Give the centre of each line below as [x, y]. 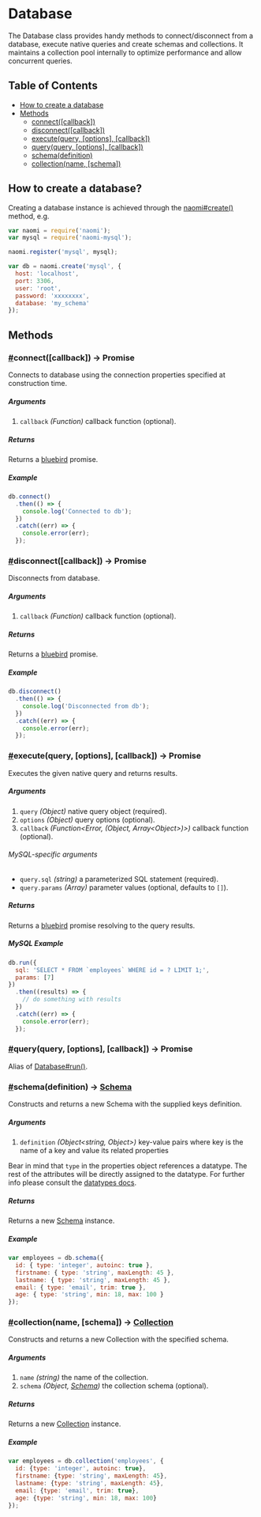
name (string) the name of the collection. [84, 1378]
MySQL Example [36, 944]
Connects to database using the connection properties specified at [117, 375]
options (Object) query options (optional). [87, 819]
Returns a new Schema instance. [62, 1221]
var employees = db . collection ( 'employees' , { [86, 1461]
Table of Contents [53, 86]
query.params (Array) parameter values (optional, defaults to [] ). [124, 887]
